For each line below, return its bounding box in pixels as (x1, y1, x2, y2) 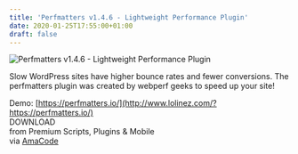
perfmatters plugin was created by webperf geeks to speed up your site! (9, 81, 276, 92)
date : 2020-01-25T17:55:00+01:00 (9, 21, 133, 30)
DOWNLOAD (9, 117, 56, 127)
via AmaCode (9, 135, 60, 147)
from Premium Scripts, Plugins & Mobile (9, 126, 155, 137)
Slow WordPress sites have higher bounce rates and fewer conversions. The (9, 71, 289, 82)
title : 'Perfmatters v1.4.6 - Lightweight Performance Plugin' (9, 12, 249, 22)
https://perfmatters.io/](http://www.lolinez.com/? (38, 98, 217, 109)
